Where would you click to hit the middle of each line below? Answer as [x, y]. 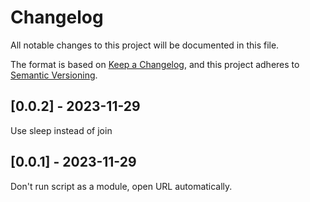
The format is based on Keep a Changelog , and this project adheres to [155, 64]
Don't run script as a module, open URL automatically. [121, 186]
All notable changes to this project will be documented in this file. [145, 45]
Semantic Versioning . [54, 75]
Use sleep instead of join [61, 130]
